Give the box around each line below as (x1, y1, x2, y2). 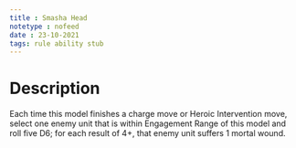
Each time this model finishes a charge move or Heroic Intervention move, (9, 109, 288, 120)
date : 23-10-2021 (9, 30, 79, 39)
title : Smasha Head (9, 13, 89, 23)
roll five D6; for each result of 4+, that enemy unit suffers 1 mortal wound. (9, 128, 286, 139)
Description (9, 79, 100, 99)
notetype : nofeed (9, 22, 79, 31)
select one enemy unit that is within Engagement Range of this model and (9, 118, 286, 129)
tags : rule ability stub (9, 38, 104, 48)
